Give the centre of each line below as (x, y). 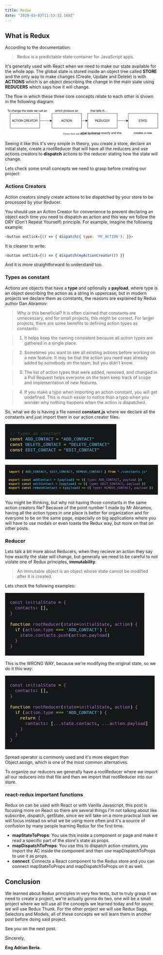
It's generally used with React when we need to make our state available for (81, 66)
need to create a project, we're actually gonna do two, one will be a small (78, 899)
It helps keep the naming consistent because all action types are (89, 338)
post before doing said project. (36, 919)
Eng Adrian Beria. (23, 948)
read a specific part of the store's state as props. (61, 841)
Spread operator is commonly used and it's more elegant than (67, 757)
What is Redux (27, 36)
